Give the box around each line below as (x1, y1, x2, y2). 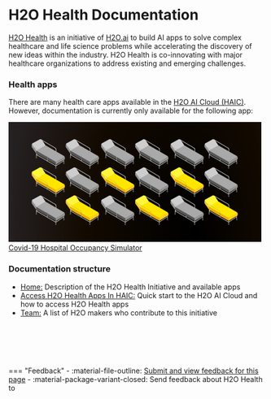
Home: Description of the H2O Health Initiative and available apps (20, 282, 241, 292)
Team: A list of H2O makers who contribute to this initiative (20, 307, 218, 318)
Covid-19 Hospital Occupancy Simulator (8, 243, 142, 253)
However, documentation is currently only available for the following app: (8, 106, 254, 115)
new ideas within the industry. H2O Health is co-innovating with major (8, 50, 243, 59)
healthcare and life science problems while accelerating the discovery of (8, 41, 252, 50)
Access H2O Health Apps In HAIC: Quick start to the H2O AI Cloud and (20, 290, 258, 300)
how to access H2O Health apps (20, 299, 129, 309)
